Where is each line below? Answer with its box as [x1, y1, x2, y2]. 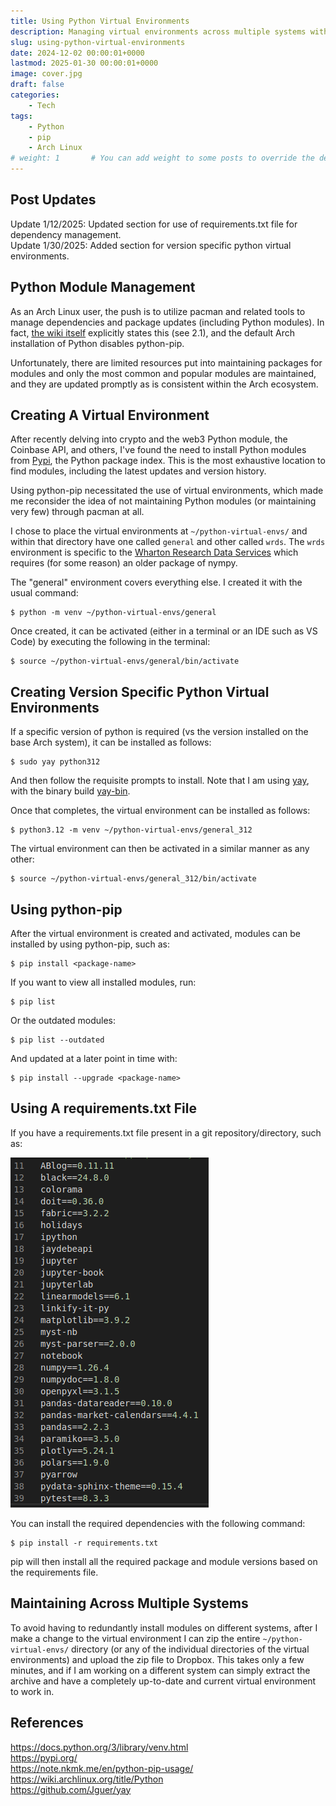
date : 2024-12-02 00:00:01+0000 [10, 48, 145, 58]
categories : [10, 90, 60, 100]
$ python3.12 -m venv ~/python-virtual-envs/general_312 [10, 825, 253, 835]
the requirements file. [10, 1566, 99, 1578]
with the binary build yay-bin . [10, 785, 131, 797]
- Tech [28, 100, 56, 110]
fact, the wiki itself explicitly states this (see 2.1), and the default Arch [10, 326, 295, 339]
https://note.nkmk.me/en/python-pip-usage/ [10, 1762, 194, 1774]
